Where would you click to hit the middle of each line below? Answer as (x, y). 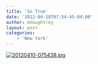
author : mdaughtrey (30, 22)
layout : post (22, 28)
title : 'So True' (27, 11)
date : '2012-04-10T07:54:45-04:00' (50, 17)
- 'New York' (33, 38)
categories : (21, 33)
